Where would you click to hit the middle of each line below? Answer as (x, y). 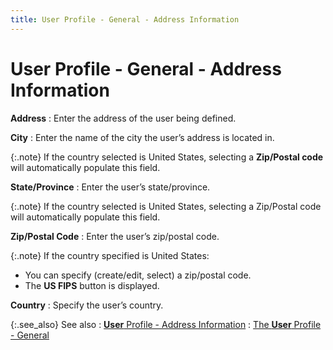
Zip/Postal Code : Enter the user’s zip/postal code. (115, 236)
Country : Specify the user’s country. (87, 305)
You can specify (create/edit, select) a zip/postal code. (138, 275)
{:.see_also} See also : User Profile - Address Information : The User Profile (166, 324)
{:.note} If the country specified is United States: (110, 255)
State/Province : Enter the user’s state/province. (110, 187)
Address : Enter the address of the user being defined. (123, 118)
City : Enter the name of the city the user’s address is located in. (142, 137)
